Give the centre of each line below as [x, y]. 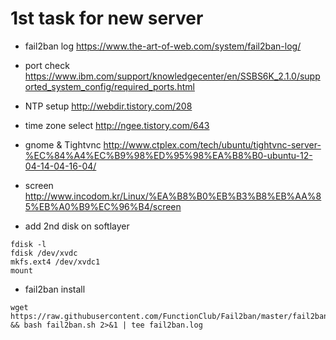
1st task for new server [107, 18]
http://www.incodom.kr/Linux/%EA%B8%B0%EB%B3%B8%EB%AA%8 [173, 196]
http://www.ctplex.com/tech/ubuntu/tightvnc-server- [212, 144]
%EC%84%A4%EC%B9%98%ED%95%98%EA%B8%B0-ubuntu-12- [168, 155]
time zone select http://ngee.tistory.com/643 [117, 125]
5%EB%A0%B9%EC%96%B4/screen [103, 206]
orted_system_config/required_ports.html [109, 86]
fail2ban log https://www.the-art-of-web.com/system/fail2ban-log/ [163, 46]
